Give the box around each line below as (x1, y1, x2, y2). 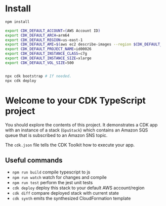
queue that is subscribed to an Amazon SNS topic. (5, 132, 108, 138)
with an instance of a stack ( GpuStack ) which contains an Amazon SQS (5, 127, 148, 133)
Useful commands (5, 156, 63, 165)
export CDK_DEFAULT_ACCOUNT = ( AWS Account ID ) (5, 28, 100, 33)
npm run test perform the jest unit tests (12, 180, 93, 186)
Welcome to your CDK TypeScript (5, 95, 146, 106)
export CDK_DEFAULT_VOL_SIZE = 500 (5, 60, 74, 65)
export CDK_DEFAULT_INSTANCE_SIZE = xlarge (5, 56, 92, 61)
